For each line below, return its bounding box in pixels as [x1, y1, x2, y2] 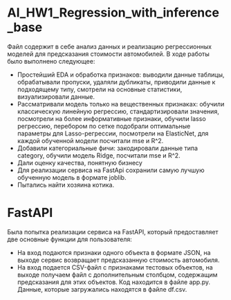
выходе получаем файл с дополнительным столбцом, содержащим [17, 270, 218, 279]
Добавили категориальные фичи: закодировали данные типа [17, 144, 198, 152]
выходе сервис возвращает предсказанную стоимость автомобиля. [17, 256, 220, 264]
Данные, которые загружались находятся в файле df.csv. [17, 285, 187, 293]
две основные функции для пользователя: [7, 235, 133, 243]
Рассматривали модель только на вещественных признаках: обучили [17, 100, 225, 108]
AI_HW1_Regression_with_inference [7, 5, 220, 21]
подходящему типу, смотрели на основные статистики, [17, 85, 183, 93]
